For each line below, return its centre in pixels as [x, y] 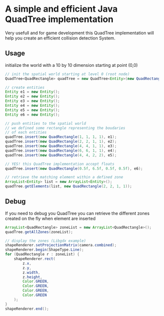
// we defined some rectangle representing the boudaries [65, 128]
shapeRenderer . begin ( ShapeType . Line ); [44, 250]
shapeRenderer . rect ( [35, 259]
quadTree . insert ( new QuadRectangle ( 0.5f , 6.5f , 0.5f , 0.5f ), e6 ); [74, 168]
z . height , [32, 277]
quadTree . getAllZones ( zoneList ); [39, 232]
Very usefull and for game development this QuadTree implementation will [80, 33]
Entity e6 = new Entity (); [32, 115]
